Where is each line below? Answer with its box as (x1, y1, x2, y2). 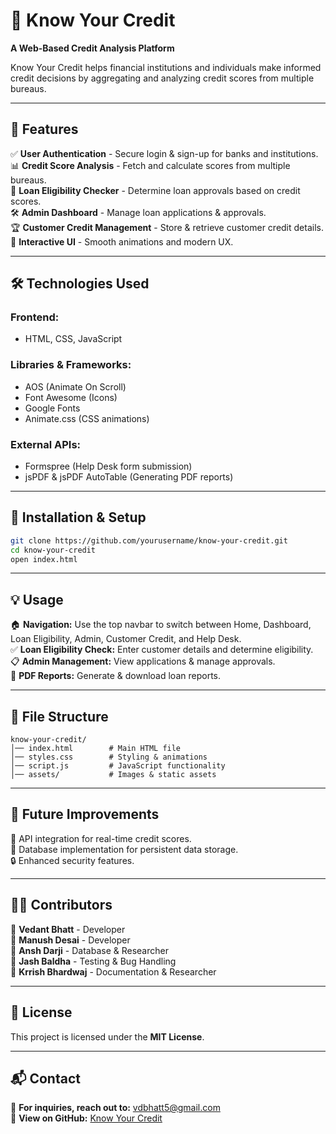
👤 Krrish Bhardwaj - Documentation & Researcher (10, 965, 217, 978)
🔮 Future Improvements (10, 806, 160, 823)
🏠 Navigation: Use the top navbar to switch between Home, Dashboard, (10, 619, 312, 631)
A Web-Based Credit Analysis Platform (10, 42, 175, 54)
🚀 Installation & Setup (10, 509, 147, 526)
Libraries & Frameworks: (10, 358, 132, 372)
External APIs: (10, 437, 82, 451)
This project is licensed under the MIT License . (10, 1030, 205, 1043)
